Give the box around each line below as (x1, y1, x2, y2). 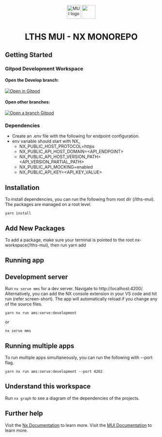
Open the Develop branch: (5, 77, 59, 83)
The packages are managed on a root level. (5, 202, 92, 208)
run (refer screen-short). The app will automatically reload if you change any (5, 296, 158, 302)
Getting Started (5, 51, 53, 59)
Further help (5, 409, 44, 418)
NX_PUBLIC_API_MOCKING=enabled (19, 164, 93, 170)
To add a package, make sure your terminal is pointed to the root (5, 237, 134, 243)
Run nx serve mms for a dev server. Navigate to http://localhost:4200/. (5, 286, 144, 292)
